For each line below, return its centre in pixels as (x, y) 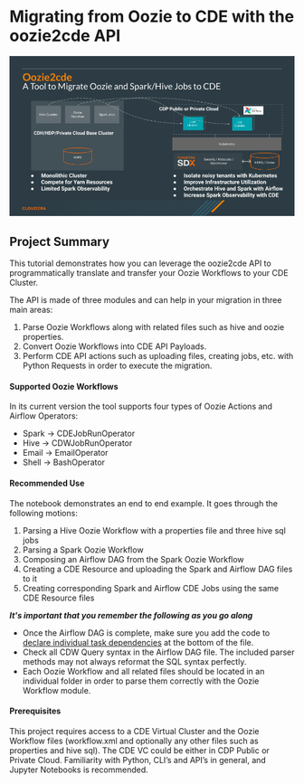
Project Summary (60, 241)
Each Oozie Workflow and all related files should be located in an (143, 671)
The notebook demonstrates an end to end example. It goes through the (144, 503)
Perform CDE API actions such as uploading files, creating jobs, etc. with (158, 356)
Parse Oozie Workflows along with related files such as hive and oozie (153, 327)
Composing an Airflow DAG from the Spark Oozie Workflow (133, 559)
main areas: (31, 310)
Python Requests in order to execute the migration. (117, 366)
